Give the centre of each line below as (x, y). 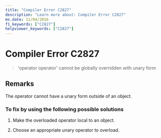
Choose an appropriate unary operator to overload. (66, 130)
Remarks (20, 84)
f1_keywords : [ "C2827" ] (30, 24)
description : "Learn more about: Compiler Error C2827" (66, 15)
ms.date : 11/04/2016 (27, 19)
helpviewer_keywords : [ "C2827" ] (39, 29)
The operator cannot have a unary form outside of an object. (69, 96)
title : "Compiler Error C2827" (38, 10)
